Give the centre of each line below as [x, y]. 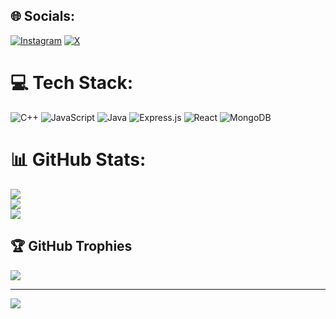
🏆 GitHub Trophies [71, 246]
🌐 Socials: [43, 16]
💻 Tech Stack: [72, 83]
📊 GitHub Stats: [78, 159]
